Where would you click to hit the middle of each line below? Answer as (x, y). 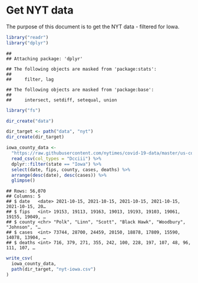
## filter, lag (30, 79)
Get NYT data (40, 10)
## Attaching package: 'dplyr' (44, 59)
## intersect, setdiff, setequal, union (62, 100)
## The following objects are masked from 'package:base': (80, 90)
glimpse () (23, 180)
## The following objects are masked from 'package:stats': (82, 69)
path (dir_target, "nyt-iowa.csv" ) (54, 269)
